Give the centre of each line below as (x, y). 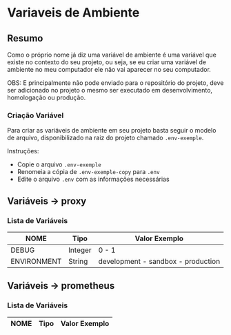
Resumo (25, 38)
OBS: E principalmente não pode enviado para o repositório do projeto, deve (115, 83)
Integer (80, 250)
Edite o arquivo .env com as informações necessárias (93, 179)
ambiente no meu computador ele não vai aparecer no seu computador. (109, 69)
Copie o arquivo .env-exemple (59, 164)
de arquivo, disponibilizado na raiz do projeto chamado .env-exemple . (106, 138)
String (78, 261)
